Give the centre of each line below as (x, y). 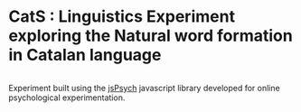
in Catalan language (85, 55)
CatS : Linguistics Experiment (122, 17)
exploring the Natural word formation (150, 36)
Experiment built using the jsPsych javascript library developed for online (145, 88)
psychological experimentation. (67, 98)
